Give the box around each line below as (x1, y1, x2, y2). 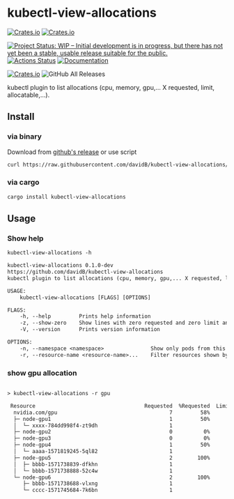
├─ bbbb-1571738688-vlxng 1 (22, 480, 173, 487)
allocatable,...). (7, 91, 50, 99)
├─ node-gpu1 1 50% (13, 415, 210, 422)
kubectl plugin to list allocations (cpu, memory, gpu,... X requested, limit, (7, 83, 214, 91)
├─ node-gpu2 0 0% (13, 429, 210, 436)
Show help (7, 233, 44, 243)
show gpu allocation (7, 368, 77, 378)
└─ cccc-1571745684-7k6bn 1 (22, 486, 173, 494)
